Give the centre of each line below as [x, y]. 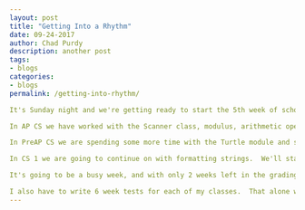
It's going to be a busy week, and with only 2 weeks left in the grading [154, 176]
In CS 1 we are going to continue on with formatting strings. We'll [146, 159]
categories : [32, 77]
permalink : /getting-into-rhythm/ [75, 93]
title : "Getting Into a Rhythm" [70, 26]
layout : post [34, 18]
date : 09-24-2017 [42, 34]
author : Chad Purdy [46, 43]
